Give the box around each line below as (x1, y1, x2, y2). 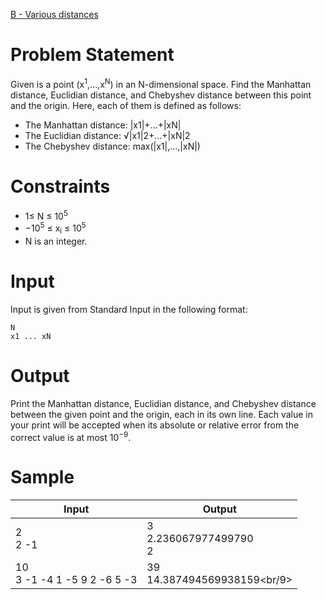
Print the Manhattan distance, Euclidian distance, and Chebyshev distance (10, 397, 317, 409)
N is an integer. (24, 235, 88, 247)
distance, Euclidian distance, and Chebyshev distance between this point (10, 89, 312, 101)
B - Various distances (10, 9, 99, 20)
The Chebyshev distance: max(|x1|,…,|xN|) (24, 140, 201, 152)
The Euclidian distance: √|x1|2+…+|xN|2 (24, 129, 191, 141)
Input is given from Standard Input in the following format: (10, 303, 248, 315)
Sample (10, 466, 75, 489)
